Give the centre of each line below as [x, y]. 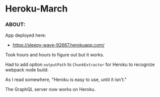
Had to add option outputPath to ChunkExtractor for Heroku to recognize [80, 65]
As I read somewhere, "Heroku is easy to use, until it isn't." [66, 80]
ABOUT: [15, 25]
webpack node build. [27, 70]
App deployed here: [26, 35]
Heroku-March [36, 9]
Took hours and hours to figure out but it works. [55, 55]
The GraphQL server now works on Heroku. [50, 89]
